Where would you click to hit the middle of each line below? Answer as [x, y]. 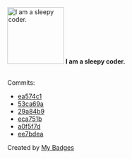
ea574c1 [30, 96]
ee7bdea [30, 134]
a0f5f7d [29, 126]
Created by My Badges [41, 147]
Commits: [21, 83]
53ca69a [30, 104]
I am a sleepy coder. [95, 61]
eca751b [30, 119]
